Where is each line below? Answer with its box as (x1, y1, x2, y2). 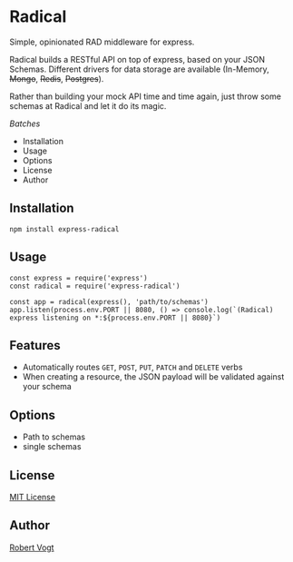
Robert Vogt (9, 542, 54, 553)
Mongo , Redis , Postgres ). (9, 73, 104, 84)
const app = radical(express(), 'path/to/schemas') (9, 297, 209, 306)
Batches (9, 118, 41, 129)
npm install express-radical (9, 224, 120, 233)
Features (9, 338, 61, 353)
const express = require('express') (9, 273, 148, 282)
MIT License (9, 492, 56, 502)
